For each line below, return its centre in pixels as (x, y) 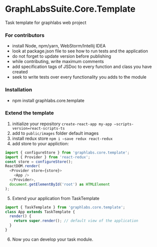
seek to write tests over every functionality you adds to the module (79, 77)
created (20, 72)
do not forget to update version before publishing (61, 56)
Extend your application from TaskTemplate (56, 198)
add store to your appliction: (40, 143)
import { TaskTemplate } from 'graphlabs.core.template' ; (65, 207)
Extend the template (29, 113)
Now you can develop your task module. (53, 239)
